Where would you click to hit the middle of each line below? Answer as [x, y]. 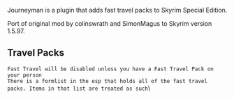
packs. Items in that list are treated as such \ [79, 88]
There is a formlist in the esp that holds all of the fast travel [108, 81]
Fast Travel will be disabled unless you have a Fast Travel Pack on [111, 69]
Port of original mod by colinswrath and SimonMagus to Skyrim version [110, 23]
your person [24, 75]
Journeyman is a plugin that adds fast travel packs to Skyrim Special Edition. [117, 10]
